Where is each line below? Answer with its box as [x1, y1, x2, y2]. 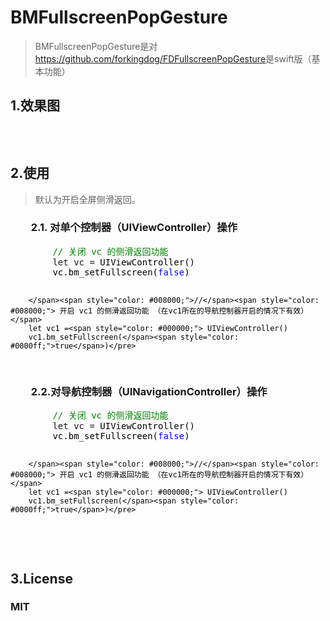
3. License [10, 570, 73, 587]
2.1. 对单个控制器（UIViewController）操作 [30, 221, 238, 235]
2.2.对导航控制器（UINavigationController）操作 [30, 384, 268, 398]
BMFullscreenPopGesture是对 [34, 40, 158, 52]
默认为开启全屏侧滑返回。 [34, 193, 141, 205]
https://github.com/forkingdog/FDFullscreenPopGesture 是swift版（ [34, 52, 312, 65]
